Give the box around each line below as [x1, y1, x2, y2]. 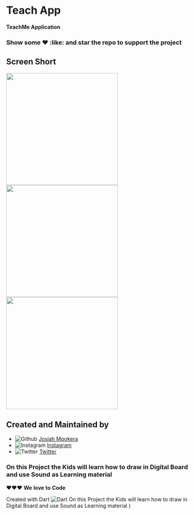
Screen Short [6, 57, 57, 67]
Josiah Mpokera [38, 436, 79, 443]
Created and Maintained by [6, 419, 109, 430]
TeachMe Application [6, 23, 61, 30]
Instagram [46, 442, 72, 449]
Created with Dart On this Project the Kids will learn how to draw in [6, 495, 188, 502]
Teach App [6, 4, 61, 17]
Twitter [39, 448, 57, 455]
